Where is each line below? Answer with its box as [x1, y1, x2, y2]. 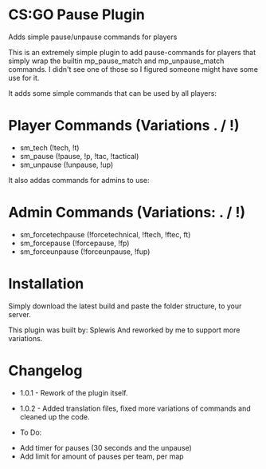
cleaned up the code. [19, 411, 90, 421]
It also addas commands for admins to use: [8, 175, 150, 185]
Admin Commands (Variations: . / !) [8, 204, 245, 221]
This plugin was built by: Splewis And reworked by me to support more [8, 325, 241, 335]
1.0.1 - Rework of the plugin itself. [19, 388, 128, 397]
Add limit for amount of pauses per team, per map [19, 451, 185, 461]
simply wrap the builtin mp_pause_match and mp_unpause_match [8, 56, 225, 66]
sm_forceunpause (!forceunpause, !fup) [19, 246, 151, 256]
